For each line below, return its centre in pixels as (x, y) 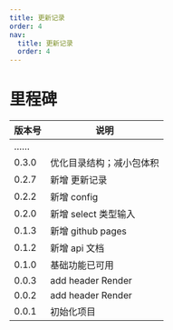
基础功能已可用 (82, 265)
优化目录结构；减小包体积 (105, 163)
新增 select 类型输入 (93, 215)
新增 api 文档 (77, 248)
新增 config (74, 197)
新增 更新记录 (79, 180)
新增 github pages (88, 231)
